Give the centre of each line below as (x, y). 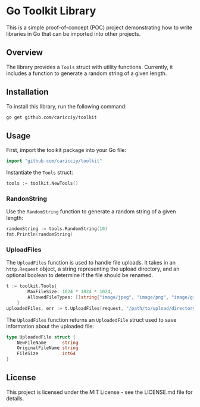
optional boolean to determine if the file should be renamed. (80, 275)
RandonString (27, 198)
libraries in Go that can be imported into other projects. (74, 33)
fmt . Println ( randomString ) (40, 234)
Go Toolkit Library (51, 11)
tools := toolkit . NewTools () (42, 184)
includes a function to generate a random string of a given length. (87, 73)
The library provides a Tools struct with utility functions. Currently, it (90, 67)
